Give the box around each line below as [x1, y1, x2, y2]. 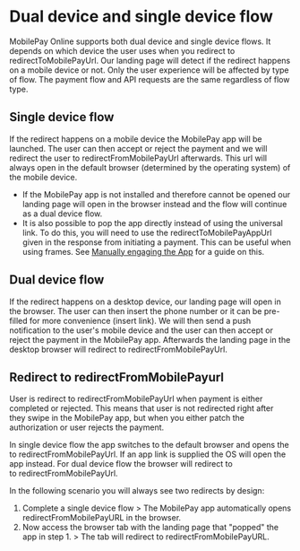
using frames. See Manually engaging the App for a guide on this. [21, 246, 265, 257]
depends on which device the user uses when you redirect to [9, 45, 236, 56]
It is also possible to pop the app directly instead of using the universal [21, 217, 284, 228]
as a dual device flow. [21, 208, 103, 219]
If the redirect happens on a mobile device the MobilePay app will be [9, 133, 262, 144]
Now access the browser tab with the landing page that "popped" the [21, 522, 279, 533]
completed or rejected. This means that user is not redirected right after [9, 403, 274, 414]
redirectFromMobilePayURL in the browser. [21, 512, 182, 523]
